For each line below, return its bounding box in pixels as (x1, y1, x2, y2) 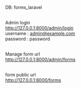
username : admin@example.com (5, 31, 75, 36)
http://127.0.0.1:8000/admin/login (5, 25, 74, 31)
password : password (5, 36, 51, 42)
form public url (5, 72, 36, 78)
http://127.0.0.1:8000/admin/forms (5, 56, 76, 63)
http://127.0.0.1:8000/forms (5, 77, 61, 83)
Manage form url (5, 51, 40, 57)
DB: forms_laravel (5, 5, 42, 10)
